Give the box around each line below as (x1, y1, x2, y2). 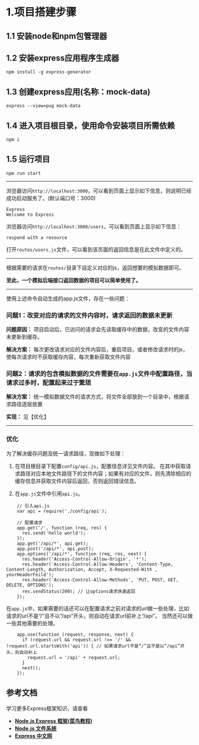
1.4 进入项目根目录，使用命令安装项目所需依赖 (6, 120, 175, 131)
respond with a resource (6, 234, 68, 241)
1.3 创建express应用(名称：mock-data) (6, 87, 151, 97)
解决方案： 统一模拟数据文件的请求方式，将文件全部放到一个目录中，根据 (6, 393, 184, 400)
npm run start (6, 170, 41, 176)
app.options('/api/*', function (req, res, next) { (17, 551, 147, 557)
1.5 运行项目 (6, 154, 50, 164)
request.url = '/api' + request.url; (27, 655, 120, 661)
